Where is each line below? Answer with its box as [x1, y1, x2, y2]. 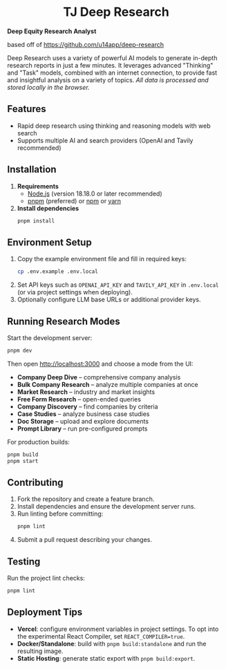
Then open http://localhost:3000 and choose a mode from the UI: [7, 359, 194, 368]
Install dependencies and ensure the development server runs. [17, 502, 196, 511]
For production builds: [7, 437, 70, 446]
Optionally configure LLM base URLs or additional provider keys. [17, 295, 201, 304]
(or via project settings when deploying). [17, 288, 133, 296]
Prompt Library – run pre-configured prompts [17, 424, 148, 433]
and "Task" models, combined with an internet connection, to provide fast [7, 68, 218, 77]
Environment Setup [7, 236, 92, 248]
